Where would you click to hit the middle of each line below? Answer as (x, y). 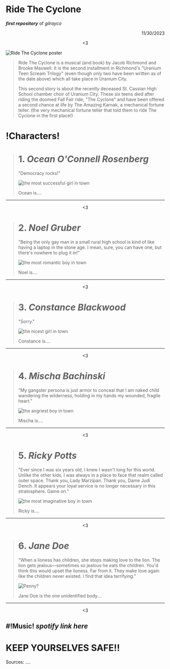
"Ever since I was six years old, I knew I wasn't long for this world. (87, 469)
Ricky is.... (29, 511)
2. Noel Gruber (49, 228)
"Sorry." (26, 321)
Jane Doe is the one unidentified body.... (60, 596)
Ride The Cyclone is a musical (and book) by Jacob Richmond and (87, 62)
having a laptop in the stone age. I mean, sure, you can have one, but (90, 247)
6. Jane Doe (44, 546)
